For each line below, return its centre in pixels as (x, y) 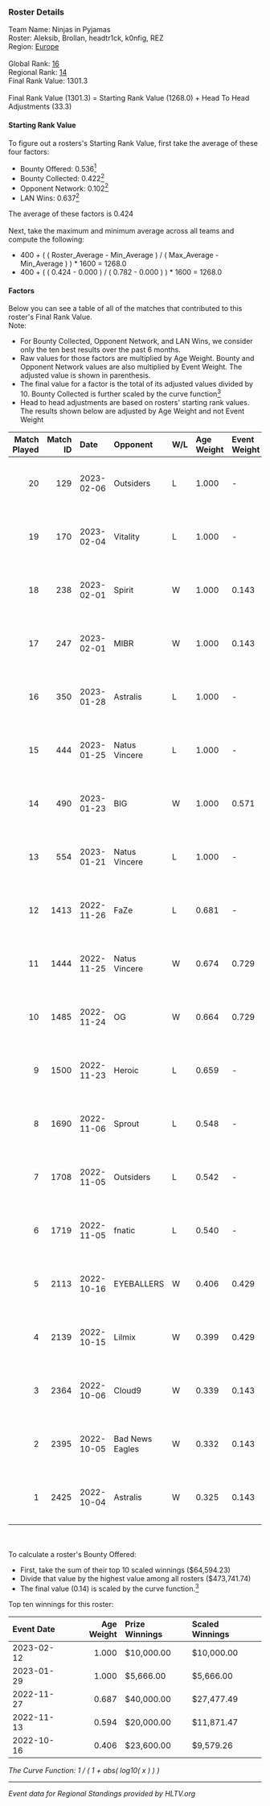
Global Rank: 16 (34, 64)
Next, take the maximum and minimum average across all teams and (121, 231)
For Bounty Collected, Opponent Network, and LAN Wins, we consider (136, 342)
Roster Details (37, 12)
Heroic (126, 1070)
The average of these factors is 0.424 (71, 214)
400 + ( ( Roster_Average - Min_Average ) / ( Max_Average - (119, 255)
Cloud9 (128, 1390)
